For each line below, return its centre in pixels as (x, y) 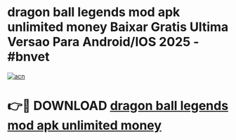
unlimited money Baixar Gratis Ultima (118, 27)
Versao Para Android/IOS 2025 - (103, 42)
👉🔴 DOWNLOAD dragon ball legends (118, 106)
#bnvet (28, 57)
